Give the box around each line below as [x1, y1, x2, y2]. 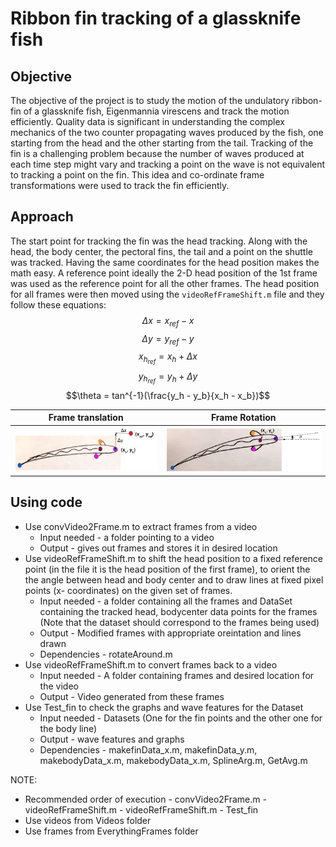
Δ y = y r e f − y [141, 332, 195, 347]
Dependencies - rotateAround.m [39, 648, 173, 660]
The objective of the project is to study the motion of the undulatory [10, 95, 290, 106]
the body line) [39, 722, 98, 734]
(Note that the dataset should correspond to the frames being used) [39, 616, 320, 628]
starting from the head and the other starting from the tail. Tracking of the [10, 137, 314, 149]
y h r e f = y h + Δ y [138, 370, 198, 386]
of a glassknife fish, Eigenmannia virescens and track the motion [23, 105, 290, 117]
